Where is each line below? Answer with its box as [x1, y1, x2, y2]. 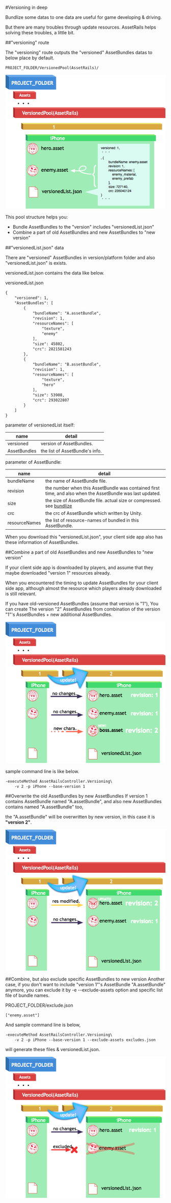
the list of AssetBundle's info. [40, 447, 102, 454]
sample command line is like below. [5, 768, 79, 775]
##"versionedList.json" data [5, 244, 64, 251]
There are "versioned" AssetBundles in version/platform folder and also [5, 254, 155, 260]
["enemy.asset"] [5, 1013, 40, 1018]
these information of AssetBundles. [5, 539, 79, 546]
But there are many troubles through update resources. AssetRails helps [5, 24, 156, 30]
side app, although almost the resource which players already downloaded [5, 585, 162, 592]
